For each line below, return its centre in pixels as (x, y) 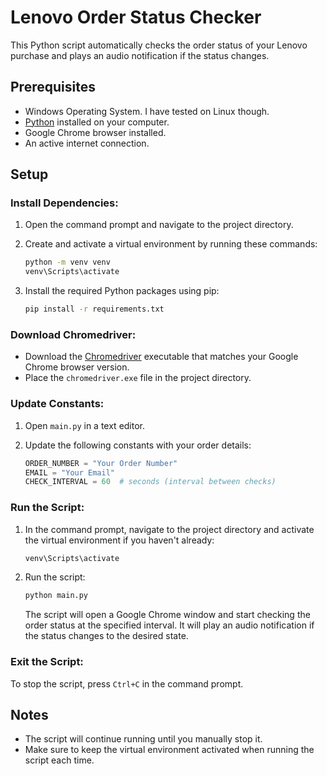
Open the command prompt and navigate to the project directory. (159, 225)
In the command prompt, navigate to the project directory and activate (169, 529)
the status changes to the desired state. (106, 636)
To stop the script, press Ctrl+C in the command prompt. (127, 683)
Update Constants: (57, 404)
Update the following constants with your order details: (138, 445)
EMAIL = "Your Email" (69, 472)
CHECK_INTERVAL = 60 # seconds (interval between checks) (150, 482)
